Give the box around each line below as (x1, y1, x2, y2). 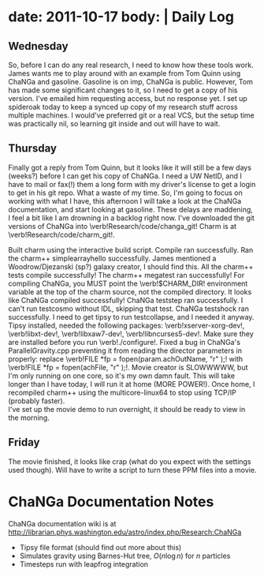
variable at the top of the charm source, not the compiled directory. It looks (8, 287, 252, 296)
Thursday (8, 142, 58, 155)
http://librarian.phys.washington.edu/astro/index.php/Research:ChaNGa (8, 527, 242, 537)
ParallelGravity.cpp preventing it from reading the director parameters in (8, 346, 243, 355)
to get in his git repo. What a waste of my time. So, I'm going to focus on (8, 188, 243, 197)
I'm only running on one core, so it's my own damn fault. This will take (8, 371, 235, 380)
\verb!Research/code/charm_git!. (8, 230, 116, 239)
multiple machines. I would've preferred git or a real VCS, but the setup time (8, 111, 255, 120)
